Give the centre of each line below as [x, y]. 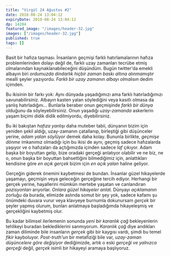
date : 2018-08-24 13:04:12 [34, 15]
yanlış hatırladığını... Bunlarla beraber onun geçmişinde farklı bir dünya [79, 105]
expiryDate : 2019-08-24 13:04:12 [41, 19]
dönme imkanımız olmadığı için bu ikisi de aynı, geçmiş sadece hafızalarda [83, 142]
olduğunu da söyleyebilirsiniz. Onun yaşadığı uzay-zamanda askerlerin [80, 110]
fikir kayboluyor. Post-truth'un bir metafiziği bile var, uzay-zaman [74, 237]
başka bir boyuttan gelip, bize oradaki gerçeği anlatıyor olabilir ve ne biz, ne [84, 152]
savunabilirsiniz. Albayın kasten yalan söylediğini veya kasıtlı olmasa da [80, 100]
